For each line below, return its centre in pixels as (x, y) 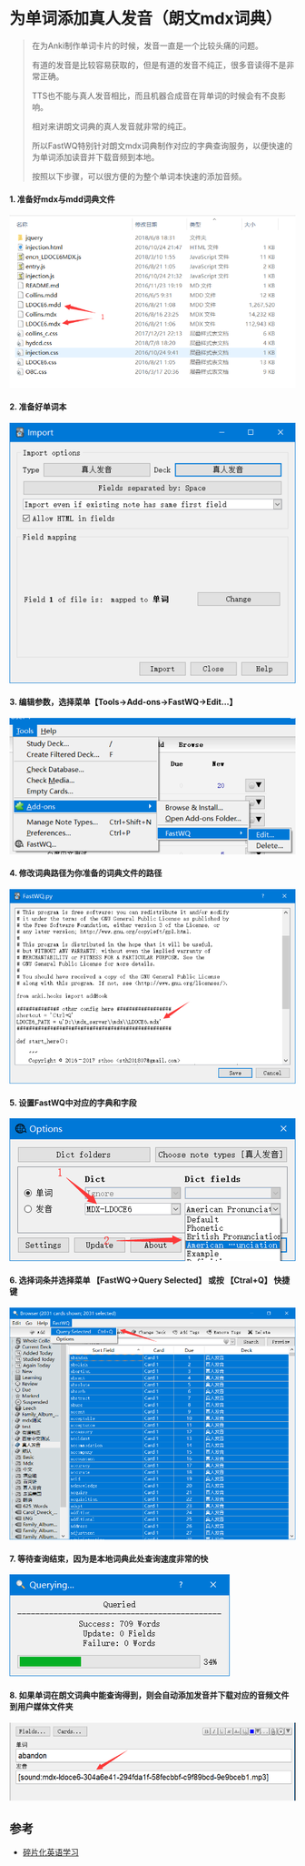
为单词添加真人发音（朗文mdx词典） (146, 19)
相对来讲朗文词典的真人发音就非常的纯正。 (111, 126)
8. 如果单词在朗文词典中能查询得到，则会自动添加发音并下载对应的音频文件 (149, 1695)
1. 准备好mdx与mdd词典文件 (62, 199)
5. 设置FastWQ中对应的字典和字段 (74, 1103)
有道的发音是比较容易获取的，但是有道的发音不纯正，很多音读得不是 (159, 65)
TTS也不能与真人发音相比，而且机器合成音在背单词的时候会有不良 (155, 96)
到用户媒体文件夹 (41, 1707)
